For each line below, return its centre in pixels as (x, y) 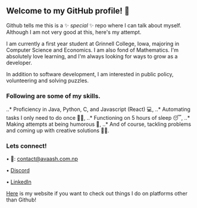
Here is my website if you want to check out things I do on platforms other (97, 194)
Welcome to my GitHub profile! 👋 (68, 11)
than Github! (21, 200)
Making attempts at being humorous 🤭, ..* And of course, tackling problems (99, 124)
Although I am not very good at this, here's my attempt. (74, 32)
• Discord (18, 170)
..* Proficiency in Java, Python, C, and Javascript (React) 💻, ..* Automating (98, 109)
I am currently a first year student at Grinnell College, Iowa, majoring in (93, 44)
